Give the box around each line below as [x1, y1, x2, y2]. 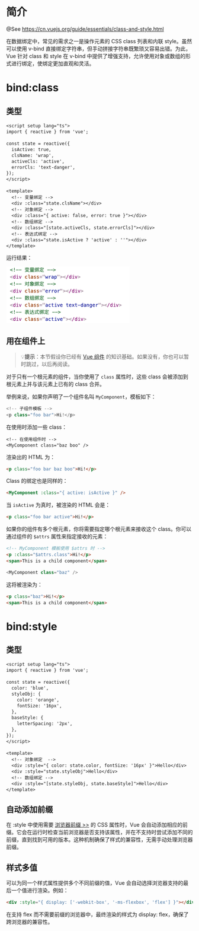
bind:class [6, 81, 59, 95]
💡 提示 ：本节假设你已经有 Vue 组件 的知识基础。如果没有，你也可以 [20, 353, 184, 360]
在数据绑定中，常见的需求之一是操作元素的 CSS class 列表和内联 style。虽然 [6, 37, 192, 44]
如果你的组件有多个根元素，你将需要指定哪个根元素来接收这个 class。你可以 [6, 525, 191, 533]
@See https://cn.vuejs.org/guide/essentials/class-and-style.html [6, 25, 164, 33]
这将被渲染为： [6, 581, 43, 588]
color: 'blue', [11, 686, 49, 691]
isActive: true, [11, 146, 52, 152]
